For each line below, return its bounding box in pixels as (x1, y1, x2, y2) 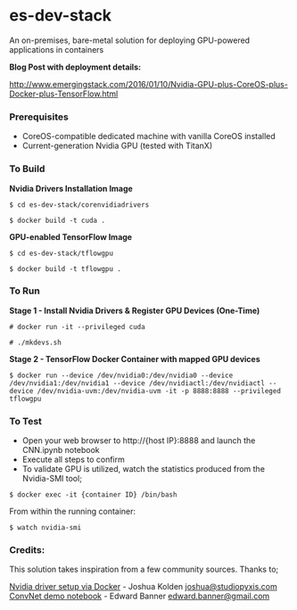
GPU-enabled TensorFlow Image (9, 231, 132, 242)
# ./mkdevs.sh (9, 338, 62, 347)
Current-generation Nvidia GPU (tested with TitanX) (21, 140, 213, 152)
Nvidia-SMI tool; (21, 474, 83, 484)
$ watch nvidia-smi (9, 523, 82, 532)
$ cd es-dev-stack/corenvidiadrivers (9, 200, 150, 210)
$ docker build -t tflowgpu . (9, 264, 122, 273)
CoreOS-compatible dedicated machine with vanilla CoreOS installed (21, 131, 276, 142)
